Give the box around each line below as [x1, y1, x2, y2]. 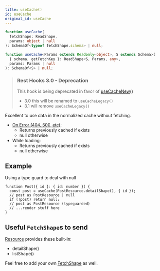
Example [5, 162, 32, 170]
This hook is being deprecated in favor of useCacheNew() [17, 88, 134, 94]
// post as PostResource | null [9, 193, 75, 198]
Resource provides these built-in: [5, 236, 72, 242]
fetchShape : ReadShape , [9, 34, 57, 39]
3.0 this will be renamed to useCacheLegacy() [24, 98, 113, 104]
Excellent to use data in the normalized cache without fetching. [5, 112, 131, 118]
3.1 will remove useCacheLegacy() [24, 103, 90, 109]
